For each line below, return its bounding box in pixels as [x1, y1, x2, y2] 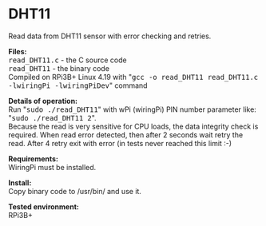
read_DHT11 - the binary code [8, 63, 110, 73]
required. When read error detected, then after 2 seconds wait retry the [8, 129, 244, 140]
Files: [8, 46, 27, 56]
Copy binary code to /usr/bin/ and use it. [8, 186, 142, 196]
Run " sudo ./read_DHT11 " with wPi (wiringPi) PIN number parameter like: [8, 105, 257, 114]
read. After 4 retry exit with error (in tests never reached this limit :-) [8, 138, 232, 148]
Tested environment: [8, 201, 80, 212]
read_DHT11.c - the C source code [8, 55, 127, 65]
